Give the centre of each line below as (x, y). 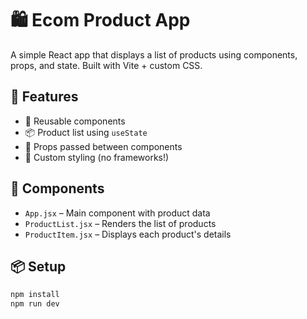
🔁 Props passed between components (103, 146)
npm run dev (35, 304)
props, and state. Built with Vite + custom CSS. (106, 65)
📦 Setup (38, 266)
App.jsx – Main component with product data (117, 213)
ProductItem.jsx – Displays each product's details (128, 234)
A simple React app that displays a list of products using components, (154, 54)
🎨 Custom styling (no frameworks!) (97, 157)
